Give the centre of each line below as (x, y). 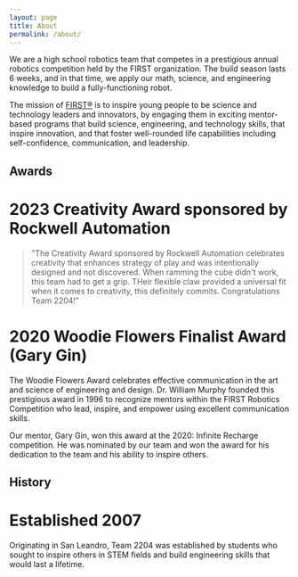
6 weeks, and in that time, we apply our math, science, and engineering (140, 78)
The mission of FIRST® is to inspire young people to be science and (133, 105)
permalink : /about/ (45, 34)
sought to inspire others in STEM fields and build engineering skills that (140, 555)
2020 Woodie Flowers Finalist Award (148, 336)
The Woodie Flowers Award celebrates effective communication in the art (144, 380)
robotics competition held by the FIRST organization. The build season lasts (148, 69)
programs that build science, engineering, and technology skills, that (160, 124)
